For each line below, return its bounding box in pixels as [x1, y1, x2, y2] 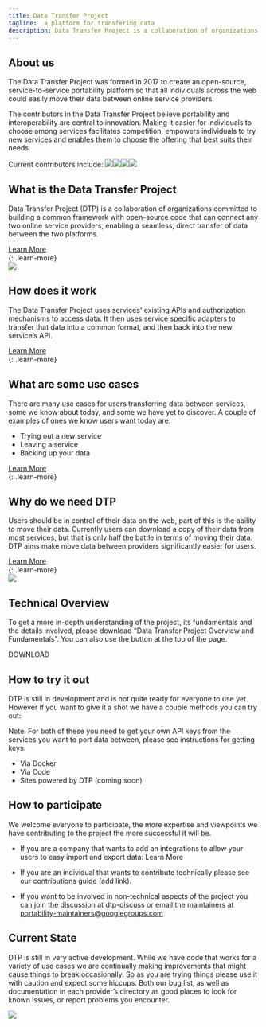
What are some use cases [8, 377, 139, 391]
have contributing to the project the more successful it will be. [8, 828, 212, 838]
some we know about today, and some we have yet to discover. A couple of [8, 407, 256, 416]
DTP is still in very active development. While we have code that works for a [8, 952, 257, 962]
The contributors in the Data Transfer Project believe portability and [8, 109, 230, 119]
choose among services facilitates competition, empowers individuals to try [8, 127, 256, 136]
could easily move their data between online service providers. [8, 94, 215, 103]
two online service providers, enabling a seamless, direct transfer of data [8, 221, 248, 230]
